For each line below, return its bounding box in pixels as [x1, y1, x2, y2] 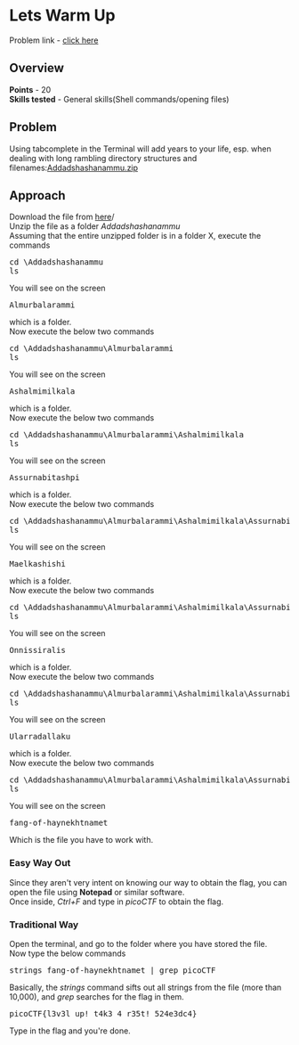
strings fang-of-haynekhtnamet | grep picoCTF [9, 965, 216, 976]
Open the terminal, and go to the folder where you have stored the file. [9, 938, 268, 949]
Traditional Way [9, 918, 79, 931]
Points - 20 [9, 84, 52, 94]
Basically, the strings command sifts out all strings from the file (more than [9, 982, 282, 992]
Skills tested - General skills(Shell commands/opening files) [9, 94, 230, 104]
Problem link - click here [9, 35, 99, 45]
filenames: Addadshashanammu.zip [9, 162, 139, 173]
